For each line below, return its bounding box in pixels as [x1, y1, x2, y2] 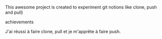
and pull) [5, 9, 23, 15]
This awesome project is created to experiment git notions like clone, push [5, 4, 157, 10]
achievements [5, 19, 34, 25]
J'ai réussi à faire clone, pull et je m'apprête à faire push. [5, 29, 121, 34]
